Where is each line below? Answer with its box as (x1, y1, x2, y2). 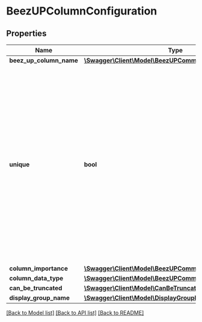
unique (9, 160, 30, 168)
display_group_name (9, 294, 70, 302)
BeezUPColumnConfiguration (6, 4, 158, 18)
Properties (6, 28, 47, 39)
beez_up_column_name (9, 56, 78, 65)
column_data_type (9, 274, 64, 282)
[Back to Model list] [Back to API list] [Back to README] (6, 309, 144, 316)
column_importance (9, 264, 68, 273)
